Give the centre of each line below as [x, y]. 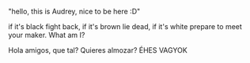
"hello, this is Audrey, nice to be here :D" [74, 11]
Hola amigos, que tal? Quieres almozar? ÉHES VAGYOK [98, 50]
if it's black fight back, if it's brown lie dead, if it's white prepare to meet [125, 26]
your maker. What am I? [47, 35]
